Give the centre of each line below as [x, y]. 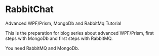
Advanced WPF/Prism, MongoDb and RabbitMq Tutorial [63, 23]
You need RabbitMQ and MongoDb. [42, 48]
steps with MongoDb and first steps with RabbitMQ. [59, 38]
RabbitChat [30, 9]
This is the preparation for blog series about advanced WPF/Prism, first [79, 33]
